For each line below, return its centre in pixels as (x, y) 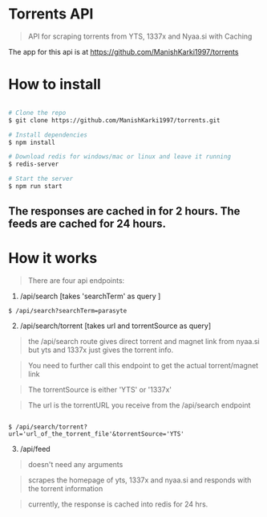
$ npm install (32, 142)
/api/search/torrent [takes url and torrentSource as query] (115, 326)
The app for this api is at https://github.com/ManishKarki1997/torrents (123, 51)
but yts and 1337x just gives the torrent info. (101, 350)
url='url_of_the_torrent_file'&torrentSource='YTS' (96, 434)
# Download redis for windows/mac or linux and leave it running (119, 157)
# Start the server (41, 179)
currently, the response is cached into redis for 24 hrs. (118, 504)
